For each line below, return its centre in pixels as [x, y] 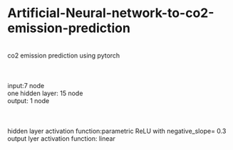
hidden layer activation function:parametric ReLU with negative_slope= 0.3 [117, 131]
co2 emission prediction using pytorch [64, 55]
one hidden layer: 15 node [45, 93]
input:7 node [26, 85]
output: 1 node [29, 100]
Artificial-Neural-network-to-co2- [111, 13]
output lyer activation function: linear [61, 138]
